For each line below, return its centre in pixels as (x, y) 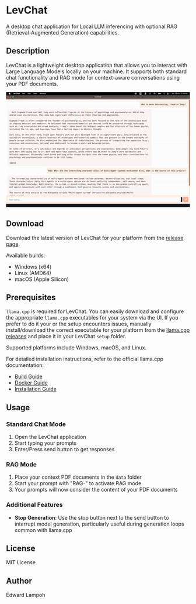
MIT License (21, 562)
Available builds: (26, 255)
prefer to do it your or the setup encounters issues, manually (79, 324)
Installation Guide (35, 389)
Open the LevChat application (50, 437)
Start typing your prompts (45, 443)
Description (28, 51)
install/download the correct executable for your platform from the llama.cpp (98, 330)
